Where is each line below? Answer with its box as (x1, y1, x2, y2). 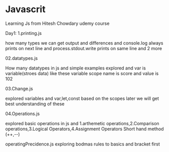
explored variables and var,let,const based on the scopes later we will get (5, 95, 159, 101)
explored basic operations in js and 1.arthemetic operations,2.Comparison (5, 120, 160, 126)
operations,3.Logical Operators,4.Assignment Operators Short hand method (5, 126, 164, 132)
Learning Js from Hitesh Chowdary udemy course (5, 20, 110, 26)
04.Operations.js (5, 110, 40, 117)
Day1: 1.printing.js (5, 30, 42, 36)
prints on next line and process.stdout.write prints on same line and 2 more (5, 45, 162, 51)
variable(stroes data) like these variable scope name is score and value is (5, 70, 159, 77)
